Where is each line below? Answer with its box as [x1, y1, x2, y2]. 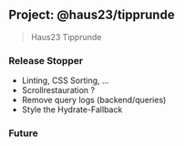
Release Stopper [8, 54, 84, 67]
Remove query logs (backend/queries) [21, 95, 167, 106]
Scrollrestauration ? [21, 85, 96, 96]
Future [8, 127, 38, 140]
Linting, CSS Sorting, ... [21, 75, 110, 86]
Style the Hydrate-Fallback [21, 104, 123, 115]
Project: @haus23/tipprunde [8, 7, 175, 23]
